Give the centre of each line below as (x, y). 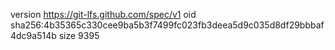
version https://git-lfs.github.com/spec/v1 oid (103, 14)
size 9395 (79, 35)
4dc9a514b (33, 35)
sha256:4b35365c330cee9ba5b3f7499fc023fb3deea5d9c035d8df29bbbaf (167, 25)
